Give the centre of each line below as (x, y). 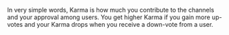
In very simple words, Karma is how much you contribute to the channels (111, 10)
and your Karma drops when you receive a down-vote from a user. (119, 24)
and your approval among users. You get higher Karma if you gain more (109, 17)
